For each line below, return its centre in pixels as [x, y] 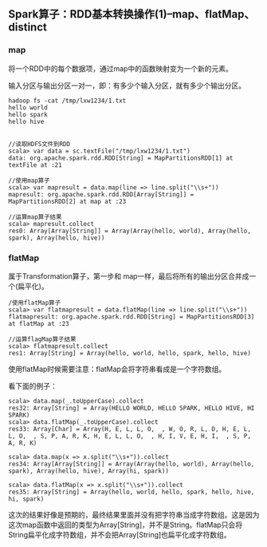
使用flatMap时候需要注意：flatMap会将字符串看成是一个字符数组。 [117, 369]
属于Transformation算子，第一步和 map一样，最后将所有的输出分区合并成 [129, 276]
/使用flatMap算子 [35, 303]
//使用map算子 [29, 180]
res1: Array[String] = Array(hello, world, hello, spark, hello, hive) [130, 353]
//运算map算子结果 [35, 217]
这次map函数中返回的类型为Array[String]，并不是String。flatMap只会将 [126, 525]
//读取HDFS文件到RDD [39, 144]
